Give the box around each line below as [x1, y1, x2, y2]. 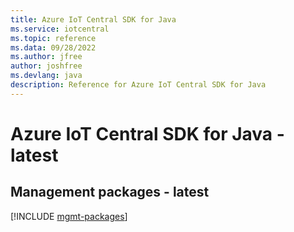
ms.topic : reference [10, 33, 97, 43]
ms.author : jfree [10, 52, 83, 62]
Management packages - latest [10, 184, 210, 201]
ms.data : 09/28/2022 [10, 42, 97, 53]
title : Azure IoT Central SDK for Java [10, 14, 177, 25]
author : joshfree [10, 61, 83, 71]
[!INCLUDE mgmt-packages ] [10, 210, 128, 222]
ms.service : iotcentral [10, 24, 110, 34]
